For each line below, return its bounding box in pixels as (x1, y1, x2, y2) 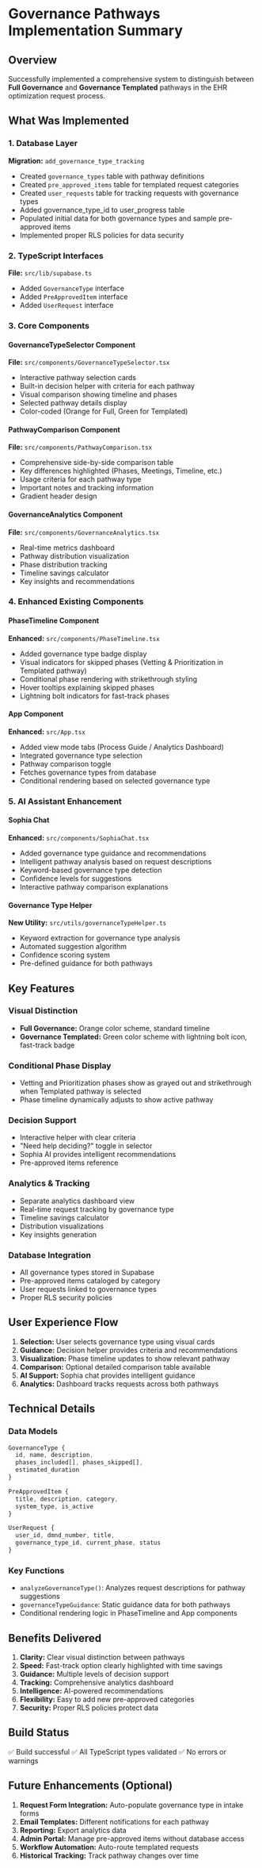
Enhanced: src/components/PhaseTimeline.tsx (8, 633, 160, 643)
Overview (8, 53, 58, 67)
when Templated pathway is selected (19, 1086, 142, 1096)
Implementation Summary (8, 21, 184, 40)
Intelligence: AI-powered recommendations (19, 1686, 164, 1696)
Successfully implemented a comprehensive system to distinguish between (8, 75, 255, 83)
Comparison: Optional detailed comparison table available (19, 1362, 211, 1371)
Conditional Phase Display (8, 1060, 112, 1071)
